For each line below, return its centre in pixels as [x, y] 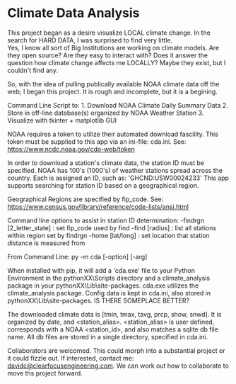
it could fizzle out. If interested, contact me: [71, 358]
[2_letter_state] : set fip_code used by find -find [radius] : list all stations [112, 227]
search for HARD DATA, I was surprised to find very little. [90, 40]
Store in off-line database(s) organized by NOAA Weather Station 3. [106, 113]
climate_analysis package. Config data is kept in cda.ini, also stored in [109, 293]
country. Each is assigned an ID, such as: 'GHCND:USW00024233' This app [118, 178]
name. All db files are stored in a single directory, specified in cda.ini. [108, 337]
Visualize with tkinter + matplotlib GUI [62, 120]
